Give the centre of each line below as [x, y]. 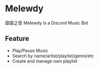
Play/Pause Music [30, 50]
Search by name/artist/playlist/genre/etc [53, 56]
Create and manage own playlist [45, 61]
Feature [17, 39]
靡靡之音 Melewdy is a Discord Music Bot [47, 23]
